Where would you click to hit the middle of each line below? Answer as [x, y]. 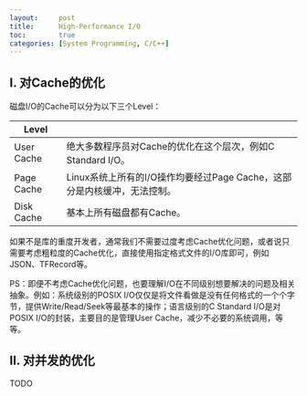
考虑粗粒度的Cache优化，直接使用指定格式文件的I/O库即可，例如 [147, 253]
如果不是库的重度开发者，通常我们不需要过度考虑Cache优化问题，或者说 [146, 242]
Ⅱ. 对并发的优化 [53, 361]
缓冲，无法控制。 [139, 191]
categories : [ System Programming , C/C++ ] [90, 43]
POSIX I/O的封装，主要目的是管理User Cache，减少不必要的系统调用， [143, 318]
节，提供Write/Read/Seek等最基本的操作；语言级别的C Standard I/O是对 [145, 307]
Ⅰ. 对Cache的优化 [57, 83]
